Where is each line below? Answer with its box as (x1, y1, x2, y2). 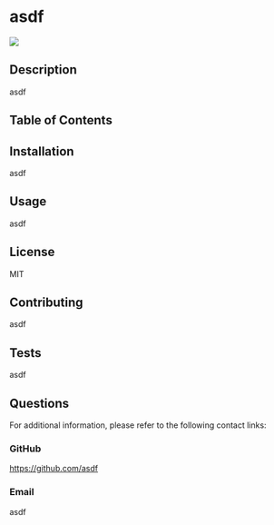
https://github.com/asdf (9, 463, 98, 474)
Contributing (9, 294, 83, 310)
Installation (9, 144, 74, 159)
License (9, 244, 55, 260)
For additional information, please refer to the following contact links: (9, 420, 267, 431)
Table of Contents (9, 113, 113, 128)
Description (9, 62, 77, 78)
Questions (9, 395, 70, 411)
